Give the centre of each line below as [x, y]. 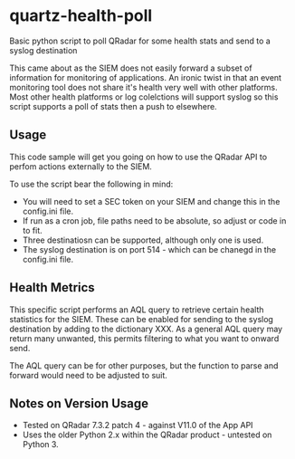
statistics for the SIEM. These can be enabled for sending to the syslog [142, 319]
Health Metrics [52, 287]
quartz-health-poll [81, 16]
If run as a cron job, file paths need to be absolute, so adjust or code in [154, 220]
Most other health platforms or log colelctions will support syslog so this [144, 97]
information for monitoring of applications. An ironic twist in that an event [146, 77]
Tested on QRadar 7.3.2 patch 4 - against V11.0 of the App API [138, 426]
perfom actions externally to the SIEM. [81, 166]
